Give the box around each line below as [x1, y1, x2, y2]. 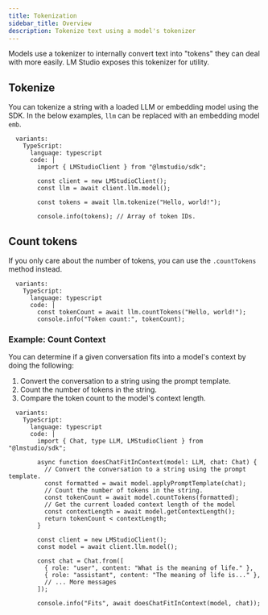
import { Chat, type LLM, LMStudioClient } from [37, 437, 204, 446]
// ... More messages [43, 578, 117, 587]
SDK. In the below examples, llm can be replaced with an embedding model [8, 110, 260, 121]
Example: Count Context [8, 334, 106, 345]
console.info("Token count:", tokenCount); [37, 315, 185, 323]
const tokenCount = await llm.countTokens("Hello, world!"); [37, 308, 247, 316]
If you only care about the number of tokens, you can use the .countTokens [8, 256, 257, 265]
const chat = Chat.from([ [37, 557, 125, 565]
